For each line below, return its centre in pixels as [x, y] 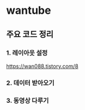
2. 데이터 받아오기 [31, 83]
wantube [29, 11]
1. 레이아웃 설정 [27, 53]
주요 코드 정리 [30, 34]
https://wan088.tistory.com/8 [42, 66]
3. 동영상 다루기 [28, 100]
